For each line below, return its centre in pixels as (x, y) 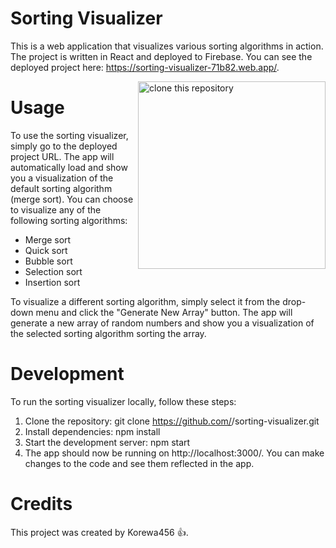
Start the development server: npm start (107, 442)
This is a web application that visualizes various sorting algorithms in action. (167, 46)
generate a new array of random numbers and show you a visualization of (162, 323)
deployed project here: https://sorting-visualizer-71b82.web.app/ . (145, 67)
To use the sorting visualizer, (69, 135)
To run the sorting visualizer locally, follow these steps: (123, 401)
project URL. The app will (62, 156)
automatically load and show (69, 167)
